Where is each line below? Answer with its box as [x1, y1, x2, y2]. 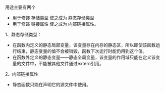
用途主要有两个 [5, 4, 36, 10]
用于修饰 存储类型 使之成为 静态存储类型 [12, 15, 95, 21]
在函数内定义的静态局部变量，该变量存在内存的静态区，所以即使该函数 [12, 42, 156, 48]
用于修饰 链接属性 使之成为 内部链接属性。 [12, 21, 99, 27]
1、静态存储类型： [5, 32, 42, 37]
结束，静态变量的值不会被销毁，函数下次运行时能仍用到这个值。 [16, 48, 147, 54]
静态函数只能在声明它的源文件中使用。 [12, 82, 91, 88]
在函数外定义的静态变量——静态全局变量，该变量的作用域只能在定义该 [12, 54, 156, 60]
